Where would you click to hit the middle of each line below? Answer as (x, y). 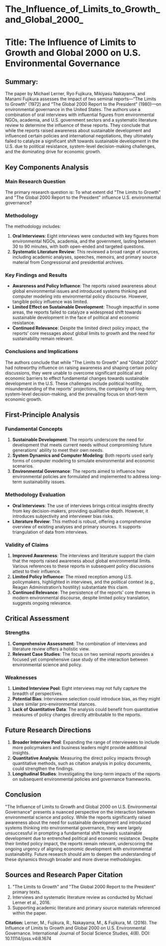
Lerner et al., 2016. (31, 903)
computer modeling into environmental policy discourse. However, (80, 297)
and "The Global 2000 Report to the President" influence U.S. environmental (83, 197)
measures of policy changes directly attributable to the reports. (77, 715)
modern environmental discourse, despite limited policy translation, (81, 598)
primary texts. (27, 892)
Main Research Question (35, 181)
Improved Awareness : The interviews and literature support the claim (83, 556)
